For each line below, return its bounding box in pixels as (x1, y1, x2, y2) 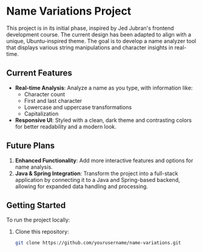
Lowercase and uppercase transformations (24, 103, 132, 111)
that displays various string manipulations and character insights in (6, 44, 173, 51)
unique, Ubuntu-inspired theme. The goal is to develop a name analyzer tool (6, 37, 197, 44)
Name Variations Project (6, 4, 132, 18)
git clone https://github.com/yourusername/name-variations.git (15, 240, 181, 246)
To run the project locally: (6, 216, 70, 223)
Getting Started (6, 200, 66, 211)
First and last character (24, 97, 82, 104)
